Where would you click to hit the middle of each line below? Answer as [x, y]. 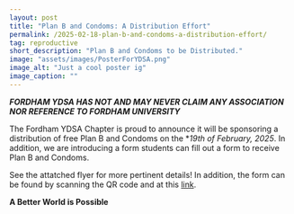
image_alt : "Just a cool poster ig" [78, 68]
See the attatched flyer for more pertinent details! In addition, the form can [147, 174]
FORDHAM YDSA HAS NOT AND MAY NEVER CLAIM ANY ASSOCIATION [147, 102]
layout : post [34, 18]
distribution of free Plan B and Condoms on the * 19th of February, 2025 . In [147, 138]
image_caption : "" [44, 76]
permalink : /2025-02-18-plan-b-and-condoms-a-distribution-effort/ [138, 34]
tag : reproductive [44, 43]
